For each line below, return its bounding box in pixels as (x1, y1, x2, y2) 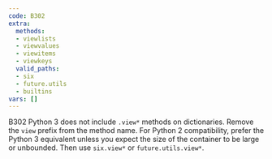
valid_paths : (15, 65, 60, 73)
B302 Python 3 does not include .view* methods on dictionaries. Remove (8, 117, 254, 127)
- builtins (15, 87, 53, 96)
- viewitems (15, 49, 57, 58)
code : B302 (8, 11, 45, 20)
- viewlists (15, 34, 57, 43)
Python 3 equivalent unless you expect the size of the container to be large (8, 135, 260, 144)
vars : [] (8, 95, 38, 103)
